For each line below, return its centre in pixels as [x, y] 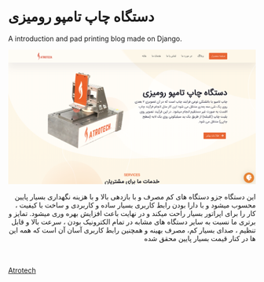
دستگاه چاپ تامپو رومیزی [81, 17]
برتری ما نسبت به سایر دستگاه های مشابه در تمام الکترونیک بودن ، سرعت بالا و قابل [134, 222]
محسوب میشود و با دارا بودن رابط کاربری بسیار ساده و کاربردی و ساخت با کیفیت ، [136, 205]
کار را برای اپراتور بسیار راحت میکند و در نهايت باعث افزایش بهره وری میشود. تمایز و [132, 214]
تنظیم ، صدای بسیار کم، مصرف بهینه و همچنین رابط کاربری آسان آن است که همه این [132, 230]
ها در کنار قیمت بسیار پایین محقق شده [200, 239]
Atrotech [22, 270]
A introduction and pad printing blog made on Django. [95, 38]
